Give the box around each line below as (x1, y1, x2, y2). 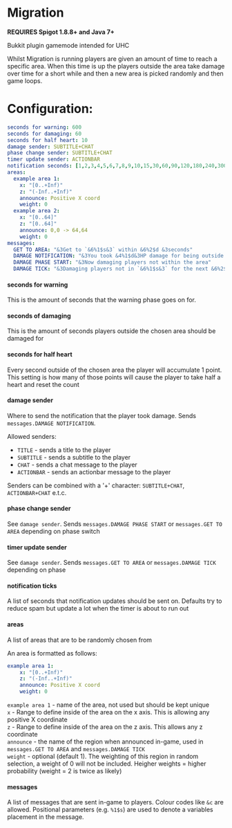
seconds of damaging (7, 312, 71, 320)
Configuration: (7, 101, 93, 117)
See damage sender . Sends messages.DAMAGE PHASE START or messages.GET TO (7, 520, 222, 528)
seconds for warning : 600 (7, 123, 81, 131)
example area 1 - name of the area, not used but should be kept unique (7, 701, 209, 709)
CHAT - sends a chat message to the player (17, 460, 138, 469)
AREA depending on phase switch (7, 528, 100, 536)
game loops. (7, 76, 43, 84)
